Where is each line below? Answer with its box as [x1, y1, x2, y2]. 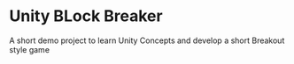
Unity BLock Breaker [9, 6, 163, 26]
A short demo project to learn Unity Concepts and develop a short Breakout [9, 35, 285, 46]
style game [9, 44, 50, 54]
